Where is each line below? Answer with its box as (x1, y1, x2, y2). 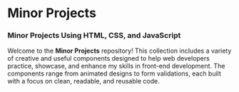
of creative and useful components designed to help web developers (7, 54, 210, 63)
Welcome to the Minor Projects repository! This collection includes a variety (7, 46, 232, 55)
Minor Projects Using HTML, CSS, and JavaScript (7, 31, 181, 41)
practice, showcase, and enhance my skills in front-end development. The (7, 62, 225, 71)
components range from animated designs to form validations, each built (7, 69, 221, 78)
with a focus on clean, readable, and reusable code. (7, 77, 160, 86)
